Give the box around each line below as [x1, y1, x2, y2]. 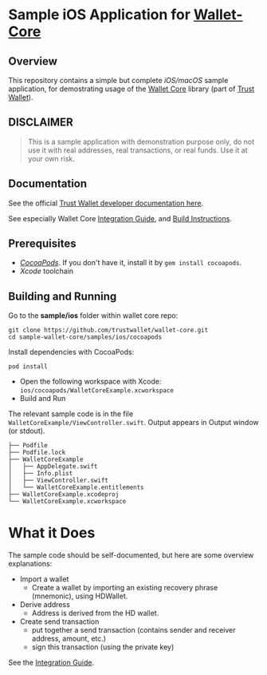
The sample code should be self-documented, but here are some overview [8, 550, 254, 560]
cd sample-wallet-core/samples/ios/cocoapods [8, 333, 162, 341]
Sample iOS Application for [8, 6, 191, 24]
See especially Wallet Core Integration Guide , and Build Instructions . [8, 213, 233, 223]
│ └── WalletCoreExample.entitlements [8, 483, 145, 492]
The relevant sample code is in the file [8, 409, 134, 419]
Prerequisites [8, 237, 77, 251]
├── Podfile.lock [8, 449, 66, 457]
